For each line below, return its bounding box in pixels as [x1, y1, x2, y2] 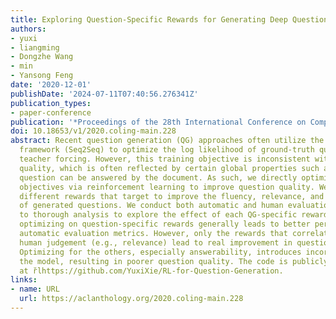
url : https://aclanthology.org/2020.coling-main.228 [19, 294, 244, 304]
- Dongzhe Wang [10, 52, 74, 62]
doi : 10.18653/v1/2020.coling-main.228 [10, 126, 177, 136]
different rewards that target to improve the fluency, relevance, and [19, 191, 325, 201]
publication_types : [10, 98, 92, 108]
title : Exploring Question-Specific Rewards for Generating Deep [10, 14, 288, 25]
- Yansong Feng [10, 71, 74, 81]
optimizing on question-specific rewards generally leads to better [19, 219, 311, 230]
